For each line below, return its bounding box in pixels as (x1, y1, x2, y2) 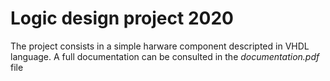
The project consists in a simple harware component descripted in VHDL (10, 40, 310, 52)
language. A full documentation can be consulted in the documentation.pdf (10, 50, 320, 62)
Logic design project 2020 (10, 7, 234, 30)
